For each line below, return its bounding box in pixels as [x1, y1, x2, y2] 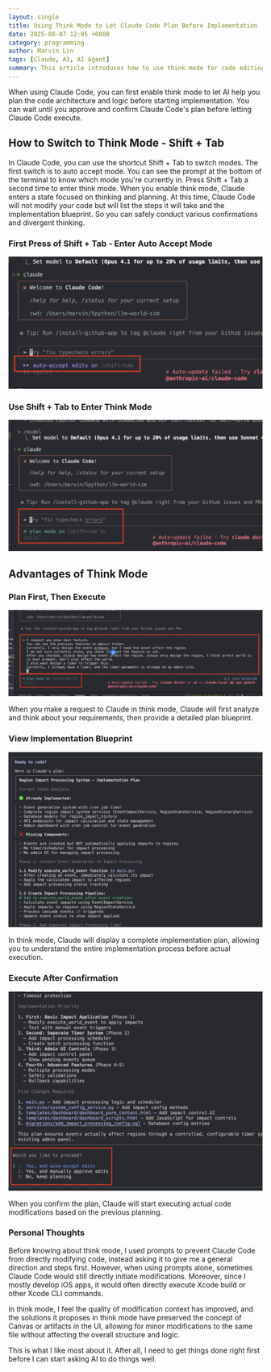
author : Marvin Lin [8, 47, 74, 56]
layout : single [8, 13, 60, 21]
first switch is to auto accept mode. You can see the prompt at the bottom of [8, 166, 262, 176]
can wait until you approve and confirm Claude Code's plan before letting [8, 104, 252, 114]
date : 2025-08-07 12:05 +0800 [8, 30, 110, 38]
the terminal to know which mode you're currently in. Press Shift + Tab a [8, 174, 248, 185]
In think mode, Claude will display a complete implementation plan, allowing [8, 936, 260, 945]
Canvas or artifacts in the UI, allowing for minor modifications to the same [8, 1321, 253, 1331]
